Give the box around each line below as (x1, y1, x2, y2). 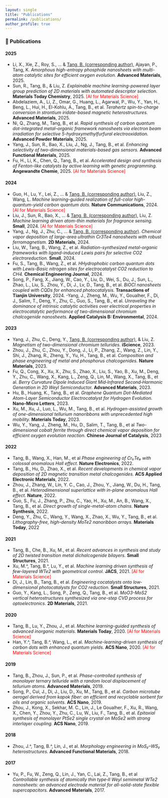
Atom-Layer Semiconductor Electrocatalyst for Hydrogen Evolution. (12, 395, 153, 401)
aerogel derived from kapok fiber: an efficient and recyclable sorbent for (12, 694, 163, 700)
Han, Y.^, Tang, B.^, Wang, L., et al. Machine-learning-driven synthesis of (12, 639, 163, 645)
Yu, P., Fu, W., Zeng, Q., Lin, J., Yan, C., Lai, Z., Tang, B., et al (12, 771, 138, 777)
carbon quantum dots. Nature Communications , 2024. (44, 201, 158, 207)
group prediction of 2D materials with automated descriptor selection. (12, 88, 157, 94)
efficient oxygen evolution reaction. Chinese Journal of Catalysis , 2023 (12, 432, 162, 438)
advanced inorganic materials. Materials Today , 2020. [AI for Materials (12, 628, 160, 634)
